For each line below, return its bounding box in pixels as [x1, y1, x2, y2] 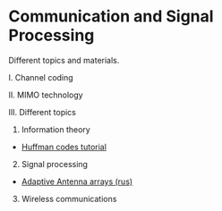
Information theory [21, 123, 90, 135]
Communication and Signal [8, 6, 214, 27]
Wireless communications [21, 193, 117, 204]
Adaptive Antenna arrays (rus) [21, 176, 133, 187]
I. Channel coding [8, 72, 73, 82]
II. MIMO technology [8, 89, 83, 100]
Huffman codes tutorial [21, 141, 107, 152]
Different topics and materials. [8, 55, 120, 65]
